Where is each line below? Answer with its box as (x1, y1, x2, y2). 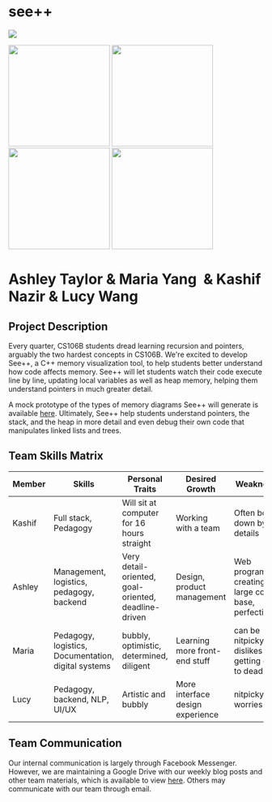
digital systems (53, 660, 111, 671)
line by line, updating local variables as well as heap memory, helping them (8, 375, 258, 385)
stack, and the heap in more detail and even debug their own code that (8, 417, 244, 427)
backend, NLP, (53, 693, 109, 705)
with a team (176, 522, 220, 534)
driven (121, 611, 147, 623)
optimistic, (121, 640, 162, 651)
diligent (121, 660, 151, 671)
